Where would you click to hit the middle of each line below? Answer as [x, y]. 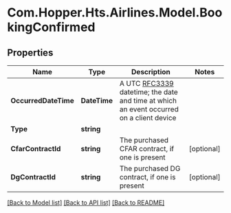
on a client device [148, 118]
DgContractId [33, 177]
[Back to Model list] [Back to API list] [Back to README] [86, 203]
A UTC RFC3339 [146, 83]
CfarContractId [36, 149]
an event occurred [149, 109]
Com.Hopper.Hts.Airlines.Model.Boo [115, 13]
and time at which [148, 101]
